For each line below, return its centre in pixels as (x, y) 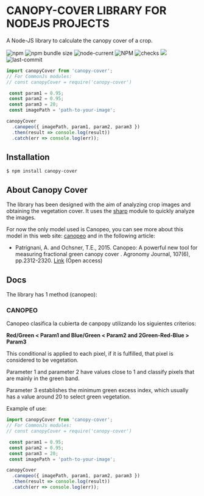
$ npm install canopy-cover (42, 171)
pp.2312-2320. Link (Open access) (59, 261)
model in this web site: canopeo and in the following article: (81, 236)
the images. (21, 218)
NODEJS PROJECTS (58, 23)
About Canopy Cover (47, 190)
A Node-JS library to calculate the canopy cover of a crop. (80, 40)
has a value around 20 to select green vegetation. (69, 397)
